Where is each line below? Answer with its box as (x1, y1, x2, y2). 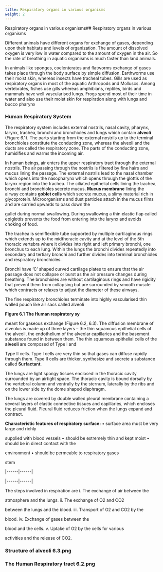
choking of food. (5, 221, 38, 227)
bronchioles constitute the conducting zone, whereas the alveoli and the (5, 140, 150, 146)
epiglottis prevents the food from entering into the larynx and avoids (5, 216, 142, 222)
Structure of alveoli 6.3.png (5, 547, 72, 554)
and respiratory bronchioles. (5, 256, 62, 262)
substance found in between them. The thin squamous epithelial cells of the (5, 336, 157, 342)
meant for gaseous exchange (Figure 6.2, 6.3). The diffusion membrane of (5, 320, 154, 326)
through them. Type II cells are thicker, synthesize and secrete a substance (5, 356, 156, 361)
